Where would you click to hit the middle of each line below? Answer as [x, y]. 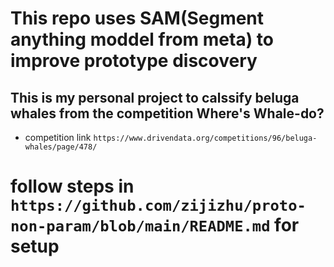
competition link [58, 137]
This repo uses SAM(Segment [137, 18]
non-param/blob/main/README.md [140, 226]
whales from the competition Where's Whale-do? [167, 113]
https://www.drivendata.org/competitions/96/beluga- [205, 138]
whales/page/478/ [61, 147]
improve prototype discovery [134, 61]
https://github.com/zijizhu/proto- [158, 206]
